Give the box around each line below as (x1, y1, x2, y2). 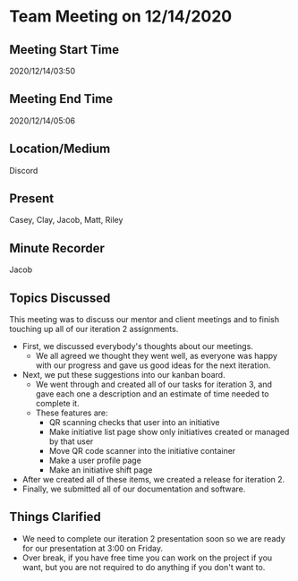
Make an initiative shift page (48, 465, 153, 475)
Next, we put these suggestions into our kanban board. (21, 370, 226, 380)
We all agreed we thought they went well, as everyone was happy (35, 351, 277, 362)
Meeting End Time (9, 91, 114, 107)
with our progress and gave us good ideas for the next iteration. (35, 360, 271, 371)
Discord (9, 165, 38, 175)
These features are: (35, 407, 108, 418)
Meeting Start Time (9, 42, 120, 57)
